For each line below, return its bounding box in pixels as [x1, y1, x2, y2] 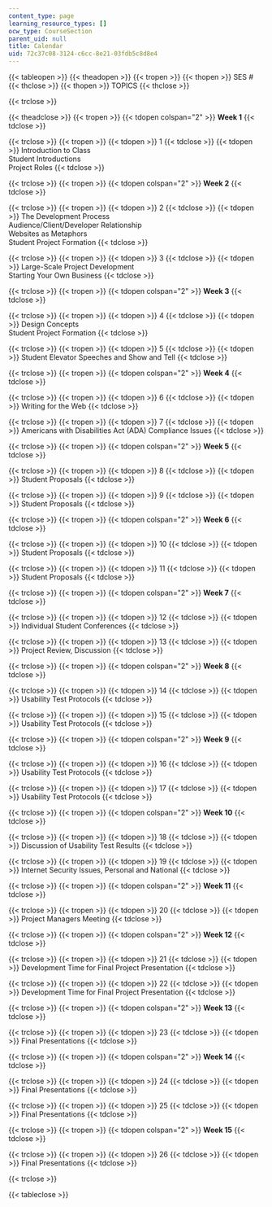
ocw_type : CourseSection [8, 27, 93, 35]
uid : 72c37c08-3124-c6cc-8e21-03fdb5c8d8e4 [8, 50, 158, 58]
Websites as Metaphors [8, 229, 88, 238]
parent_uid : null [8, 34, 67, 43]
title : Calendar [8, 42, 63, 50]
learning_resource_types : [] [8, 20, 107, 28]
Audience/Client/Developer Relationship [8, 221, 142, 230]
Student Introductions [8, 154, 81, 164]
